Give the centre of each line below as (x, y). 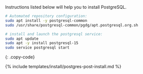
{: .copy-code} (20, 57)
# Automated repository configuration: (46, 16)
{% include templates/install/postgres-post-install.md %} (63, 67)
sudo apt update (22, 39)
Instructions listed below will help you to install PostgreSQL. (66, 7)
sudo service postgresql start (37, 48)
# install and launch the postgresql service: (54, 34)
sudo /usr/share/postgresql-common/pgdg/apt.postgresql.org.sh (72, 25)
